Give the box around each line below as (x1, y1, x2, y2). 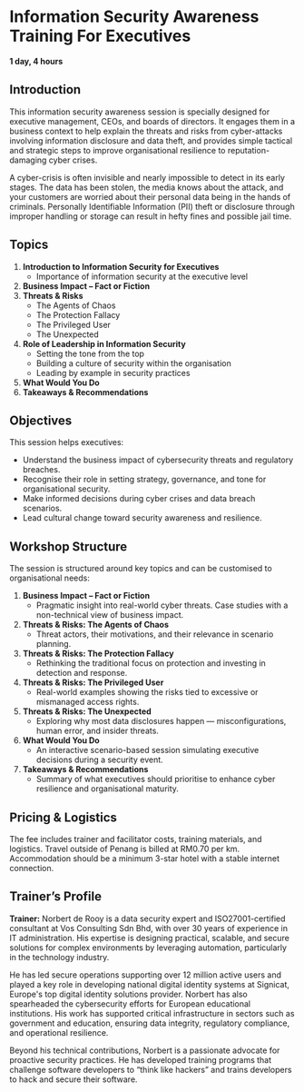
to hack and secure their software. (9, 1074, 138, 1085)
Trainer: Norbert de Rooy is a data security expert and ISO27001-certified (9, 913, 286, 924)
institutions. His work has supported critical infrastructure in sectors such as (9, 1008, 295, 1018)
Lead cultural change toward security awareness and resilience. (22, 512, 262, 523)
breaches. (22, 464, 61, 475)
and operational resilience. (9, 1027, 109, 1037)
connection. (9, 863, 54, 873)
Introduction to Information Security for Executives (22, 261, 220, 272)
